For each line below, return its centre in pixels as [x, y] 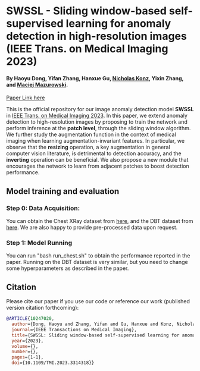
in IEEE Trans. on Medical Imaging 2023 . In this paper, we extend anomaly [97, 116]
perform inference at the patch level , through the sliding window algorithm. [99, 128]
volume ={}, [25, 346]
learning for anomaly [118, 23]
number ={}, [25, 352]
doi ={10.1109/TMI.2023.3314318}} [53, 363]
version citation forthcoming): [43, 308]
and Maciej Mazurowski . [37, 84]
